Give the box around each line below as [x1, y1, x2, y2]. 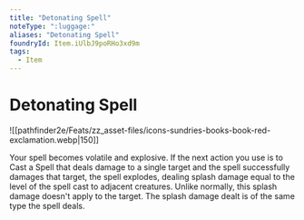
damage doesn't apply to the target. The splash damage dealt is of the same [9, 190, 295, 201]
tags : [9, 47, 30, 56]
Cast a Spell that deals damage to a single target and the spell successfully [9, 161, 290, 173]
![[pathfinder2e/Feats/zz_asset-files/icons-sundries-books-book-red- [9, 125, 271, 135]
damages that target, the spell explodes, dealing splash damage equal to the [9, 171, 295, 182]
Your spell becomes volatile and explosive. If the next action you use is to [9, 152, 284, 163]
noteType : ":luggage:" [9, 22, 95, 31]
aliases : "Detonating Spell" [9, 30, 120, 39]
